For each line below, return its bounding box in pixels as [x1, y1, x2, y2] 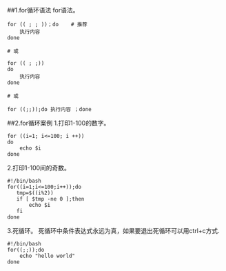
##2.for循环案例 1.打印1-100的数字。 [7, 119, 110, 127]
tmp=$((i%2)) [16, 190, 54, 197]
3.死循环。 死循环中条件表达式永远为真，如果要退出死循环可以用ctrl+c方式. [7, 227, 220, 234]
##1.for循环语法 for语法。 [7, 6, 79, 14]
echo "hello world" [19, 252, 76, 259]
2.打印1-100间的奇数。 [7, 164, 71, 172]
